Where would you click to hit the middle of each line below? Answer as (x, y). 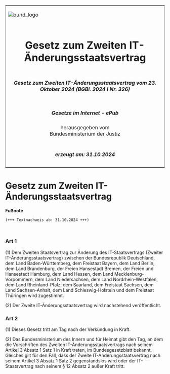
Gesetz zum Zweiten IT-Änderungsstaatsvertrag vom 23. (85, 83)
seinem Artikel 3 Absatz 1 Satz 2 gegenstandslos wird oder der (71, 361)
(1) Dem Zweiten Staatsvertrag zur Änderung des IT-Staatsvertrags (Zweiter (84, 252)
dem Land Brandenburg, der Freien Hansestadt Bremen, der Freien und (79, 269)
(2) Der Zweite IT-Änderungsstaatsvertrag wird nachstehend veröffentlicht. (83, 305)
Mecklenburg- (129, 274)
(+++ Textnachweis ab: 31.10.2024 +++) (47, 220)
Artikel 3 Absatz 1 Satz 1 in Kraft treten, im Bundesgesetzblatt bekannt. (79, 350)
